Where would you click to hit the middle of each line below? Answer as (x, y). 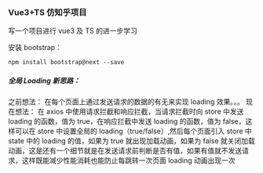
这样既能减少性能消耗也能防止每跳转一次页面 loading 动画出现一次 (128, 160)
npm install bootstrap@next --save (66, 63)
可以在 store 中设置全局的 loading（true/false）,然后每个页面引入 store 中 (133, 132)
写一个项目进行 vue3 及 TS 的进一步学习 (73, 31)
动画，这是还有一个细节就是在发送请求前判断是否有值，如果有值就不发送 (125, 151)
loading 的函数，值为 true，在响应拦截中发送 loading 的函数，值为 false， (127, 121)
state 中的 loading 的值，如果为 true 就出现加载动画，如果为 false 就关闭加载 (131, 141)
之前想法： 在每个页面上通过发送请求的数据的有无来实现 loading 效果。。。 (126, 102)
